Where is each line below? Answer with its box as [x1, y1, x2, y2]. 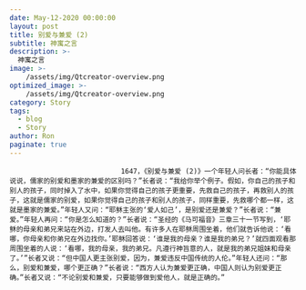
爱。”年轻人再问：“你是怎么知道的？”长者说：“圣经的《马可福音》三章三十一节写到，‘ [9, 215, 284, 224]
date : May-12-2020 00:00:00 [9, 13, 117, 23]
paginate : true [9, 140, 67, 149]
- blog [17, 115, 43, 124]
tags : [9, 106, 30, 115]
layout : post [9, 22, 59, 31]
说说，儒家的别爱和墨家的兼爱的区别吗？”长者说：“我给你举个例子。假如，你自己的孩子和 [9, 176, 296, 185]
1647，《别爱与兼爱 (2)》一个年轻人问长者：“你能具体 [120, 166, 297, 175]
